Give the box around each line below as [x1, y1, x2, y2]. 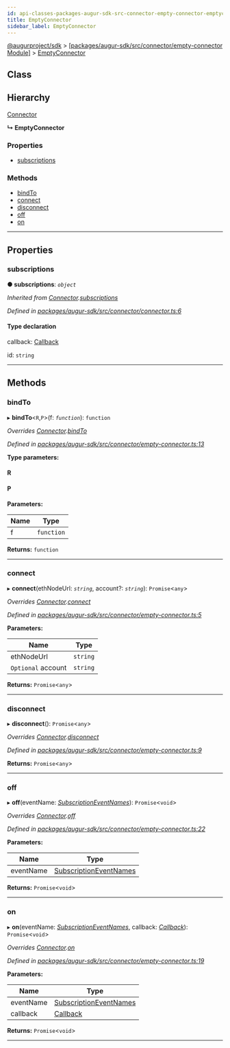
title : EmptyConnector [7, 16, 72, 23]
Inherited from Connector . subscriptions [7, 293, 118, 301]
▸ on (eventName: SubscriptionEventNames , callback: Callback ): [7, 923, 188, 931]
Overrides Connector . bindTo [7, 426, 88, 435]
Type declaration [7, 323, 57, 331]
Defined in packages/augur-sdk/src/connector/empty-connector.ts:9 [7, 746, 202, 754]
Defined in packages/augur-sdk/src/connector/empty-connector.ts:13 [7, 440, 205, 448]
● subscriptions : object [7, 280, 77, 288]
